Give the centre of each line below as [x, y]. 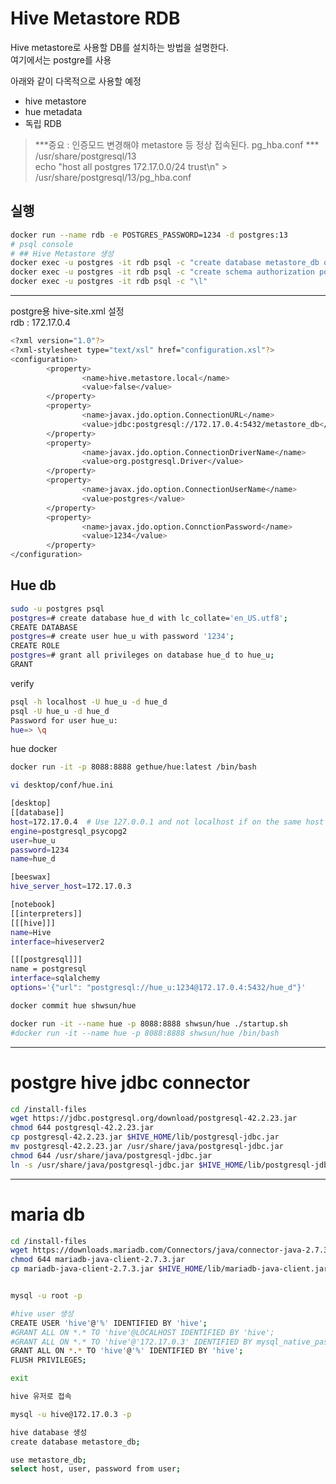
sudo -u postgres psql [57, 608]
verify [22, 683]
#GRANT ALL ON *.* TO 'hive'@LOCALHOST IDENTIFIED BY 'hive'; [142, 1332]
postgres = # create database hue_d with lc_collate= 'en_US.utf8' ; [149, 618]
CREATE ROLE [35, 646]
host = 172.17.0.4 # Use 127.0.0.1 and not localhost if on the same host [167, 822]
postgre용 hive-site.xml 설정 [67, 311]
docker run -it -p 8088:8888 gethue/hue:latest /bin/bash [133, 767]
